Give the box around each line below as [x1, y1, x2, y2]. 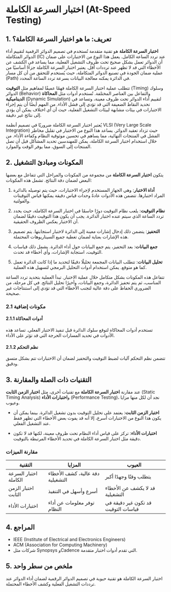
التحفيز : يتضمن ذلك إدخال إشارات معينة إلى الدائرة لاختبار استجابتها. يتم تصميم [13, 228, 160, 234]
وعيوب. [6, 399, 20, 405]
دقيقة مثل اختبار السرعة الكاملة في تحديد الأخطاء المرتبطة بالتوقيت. [13, 435, 141, 441]
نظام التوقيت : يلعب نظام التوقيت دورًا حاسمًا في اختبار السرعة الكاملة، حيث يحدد [13, 208, 165, 214]
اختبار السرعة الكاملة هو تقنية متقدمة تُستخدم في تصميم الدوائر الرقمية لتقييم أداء [6, 48, 159, 54]
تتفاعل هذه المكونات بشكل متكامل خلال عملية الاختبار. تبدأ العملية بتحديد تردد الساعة [6, 274, 165, 280]
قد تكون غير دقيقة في [105, 499, 152, 507]
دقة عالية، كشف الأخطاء [48, 470, 100, 477]
